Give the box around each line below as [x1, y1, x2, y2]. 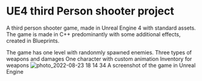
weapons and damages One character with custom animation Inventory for [6, 55, 192, 62]
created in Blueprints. [6, 37, 60, 44]
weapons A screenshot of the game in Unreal [6, 62, 196, 69]
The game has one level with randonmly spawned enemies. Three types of [6, 48, 192, 56]
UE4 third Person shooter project [6, 4, 175, 18]
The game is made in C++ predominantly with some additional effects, [6, 30, 181, 37]
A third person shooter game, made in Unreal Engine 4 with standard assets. [6, 24, 196, 31]
